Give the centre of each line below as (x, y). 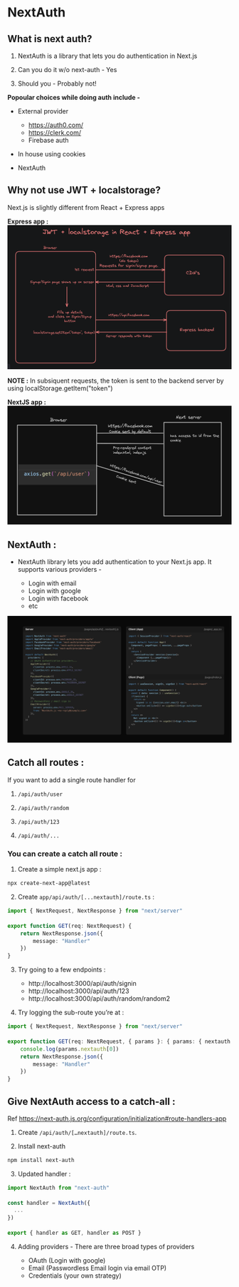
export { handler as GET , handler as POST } (74, 1233)
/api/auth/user (40, 794)
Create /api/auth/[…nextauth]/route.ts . (77, 1132)
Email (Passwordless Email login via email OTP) (97, 1268)
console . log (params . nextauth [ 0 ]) (70, 1049)
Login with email (52, 583)
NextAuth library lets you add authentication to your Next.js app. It (115, 562)
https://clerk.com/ (55, 132)
